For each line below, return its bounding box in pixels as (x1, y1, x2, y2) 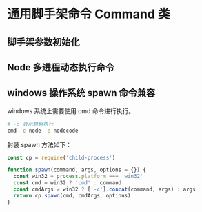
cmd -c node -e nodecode (7, 127, 79, 134)
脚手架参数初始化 (7, 36, 80, 48)
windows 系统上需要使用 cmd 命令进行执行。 (7, 106, 135, 115)
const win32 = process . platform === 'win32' (13, 173, 143, 180)
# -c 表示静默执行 (7, 120, 54, 128)
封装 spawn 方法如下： (7, 140, 72, 148)
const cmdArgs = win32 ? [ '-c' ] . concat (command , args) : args (13, 186, 196, 193)
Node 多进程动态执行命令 (7, 61, 115, 73)
